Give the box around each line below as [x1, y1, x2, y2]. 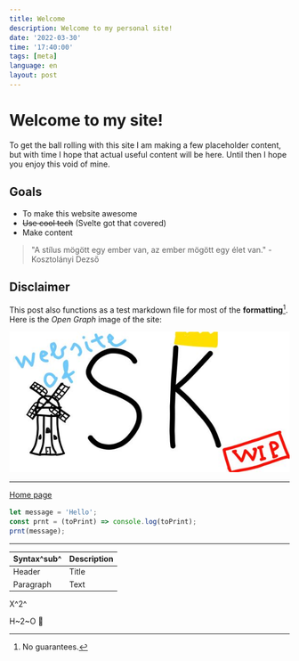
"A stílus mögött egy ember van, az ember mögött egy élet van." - [30, 244, 272, 255]
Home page [9, 490, 53, 501]
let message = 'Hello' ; [9, 508, 98, 517]
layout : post [9, 71, 58, 80]
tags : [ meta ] [9, 52, 58, 61]
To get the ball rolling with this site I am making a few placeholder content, [9, 139, 282, 151]
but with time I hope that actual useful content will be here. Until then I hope [9, 149, 287, 159]
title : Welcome [9, 14, 66, 23]
